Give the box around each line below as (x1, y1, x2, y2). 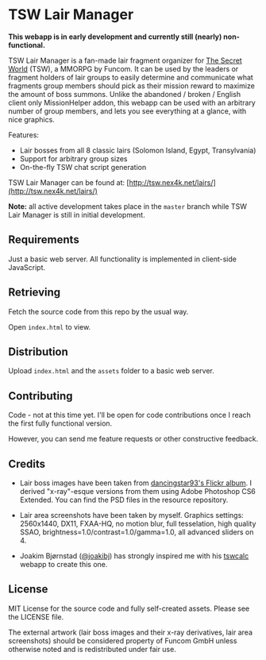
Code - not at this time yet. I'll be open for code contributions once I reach (8, 411, 252, 420)
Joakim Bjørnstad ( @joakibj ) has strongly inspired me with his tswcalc (19, 551, 249, 561)
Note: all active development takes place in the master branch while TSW (8, 201, 248, 211)
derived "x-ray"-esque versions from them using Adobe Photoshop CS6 (19, 487, 256, 496)
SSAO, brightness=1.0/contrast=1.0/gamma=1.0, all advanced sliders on (19, 527, 254, 537)
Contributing (8, 389, 73, 403)
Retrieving (8, 286, 61, 299)
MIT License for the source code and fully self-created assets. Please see (8, 604, 250, 613)
